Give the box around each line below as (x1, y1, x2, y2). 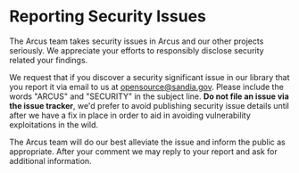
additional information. (9, 155, 92, 166)
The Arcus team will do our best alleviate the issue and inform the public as (9, 136, 286, 147)
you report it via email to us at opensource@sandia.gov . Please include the (9, 81, 284, 92)
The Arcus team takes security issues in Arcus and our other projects (9, 36, 264, 46)
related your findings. (9, 54, 88, 65)
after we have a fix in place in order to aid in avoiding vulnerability (9, 110, 252, 120)
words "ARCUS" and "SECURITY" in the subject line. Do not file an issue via (9, 91, 290, 102)
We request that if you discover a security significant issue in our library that (9, 71, 290, 82)
